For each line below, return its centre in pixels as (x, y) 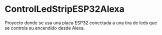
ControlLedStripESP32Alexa (64, 9)
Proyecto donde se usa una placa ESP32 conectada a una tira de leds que (81, 23)
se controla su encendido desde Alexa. (45, 28)
